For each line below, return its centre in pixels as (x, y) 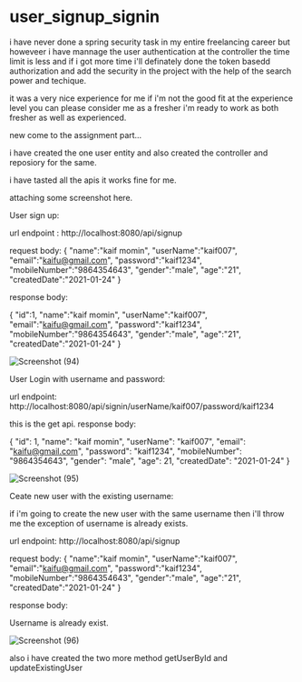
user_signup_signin (85, 17)
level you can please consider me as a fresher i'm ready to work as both (144, 107)
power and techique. (48, 80)
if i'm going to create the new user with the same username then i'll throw (147, 513)
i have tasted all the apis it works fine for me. (93, 180)
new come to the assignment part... (76, 135)
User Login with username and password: (88, 378)
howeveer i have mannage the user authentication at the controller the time (150, 51)
